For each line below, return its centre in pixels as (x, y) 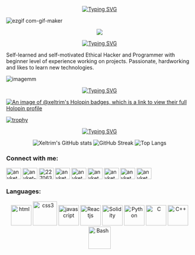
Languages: (24, 191)
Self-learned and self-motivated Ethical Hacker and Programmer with (91, 55)
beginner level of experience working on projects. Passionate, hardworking (98, 61)
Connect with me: (32, 158)
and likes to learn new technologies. (50, 67)
